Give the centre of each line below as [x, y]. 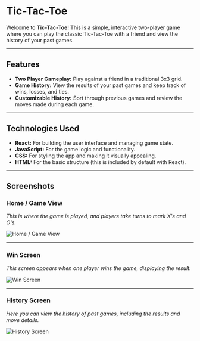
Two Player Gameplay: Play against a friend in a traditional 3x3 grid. [99, 79]
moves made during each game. [54, 104]
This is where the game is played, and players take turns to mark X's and [96, 216]
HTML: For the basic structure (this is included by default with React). [100, 162]
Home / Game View [35, 203]
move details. [23, 320]
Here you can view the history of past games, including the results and [93, 314]
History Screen [28, 300]
